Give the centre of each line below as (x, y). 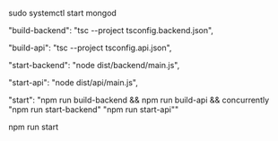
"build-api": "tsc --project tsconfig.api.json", (90, 48)
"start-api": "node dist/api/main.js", (73, 83)
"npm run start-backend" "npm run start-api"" (94, 110)
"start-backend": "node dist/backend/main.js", (94, 65)
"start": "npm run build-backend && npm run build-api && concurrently (139, 100)
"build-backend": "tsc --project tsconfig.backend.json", (111, 30)
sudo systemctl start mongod (63, 13)
